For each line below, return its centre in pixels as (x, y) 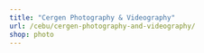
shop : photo (32, 34)
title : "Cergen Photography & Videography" (93, 18)
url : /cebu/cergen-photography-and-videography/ (102, 26)
